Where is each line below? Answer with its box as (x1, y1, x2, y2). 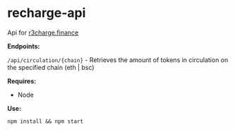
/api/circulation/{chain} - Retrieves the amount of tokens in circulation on (7, 55, 229, 64)
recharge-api (7, 5, 86, 21)
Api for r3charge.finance (7, 28, 79, 37)
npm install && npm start (7, 118, 83, 125)
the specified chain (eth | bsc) (7, 63, 95, 71)
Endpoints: (7, 42, 40, 50)
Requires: (7, 76, 37, 85)
